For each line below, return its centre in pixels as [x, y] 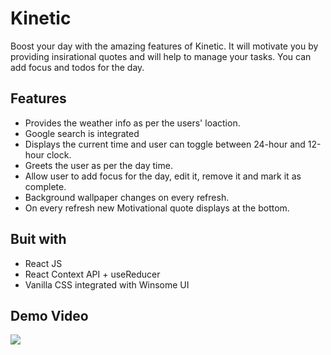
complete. [45, 186]
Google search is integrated [82, 133]
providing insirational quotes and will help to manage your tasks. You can [161, 56]
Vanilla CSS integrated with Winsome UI [107, 284]
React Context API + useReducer [92, 274]
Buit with [38, 239]
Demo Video [49, 315]
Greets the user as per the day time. [98, 165]
